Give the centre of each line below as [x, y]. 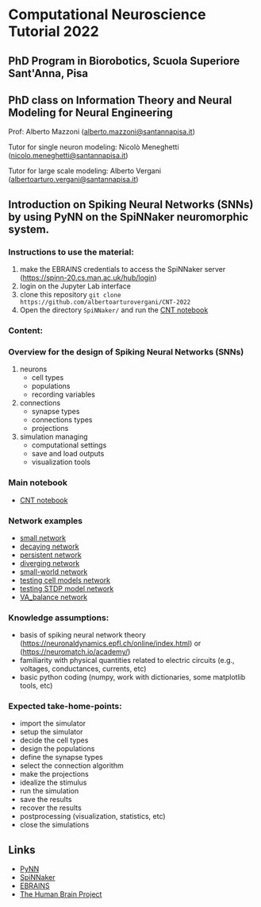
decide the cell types [54, 740]
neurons [33, 369]
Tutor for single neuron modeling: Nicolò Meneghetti [94, 147]
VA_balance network [54, 597]
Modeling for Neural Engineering [90, 112]
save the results [46, 800]
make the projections [54, 774]
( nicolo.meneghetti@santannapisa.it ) [68, 156]
